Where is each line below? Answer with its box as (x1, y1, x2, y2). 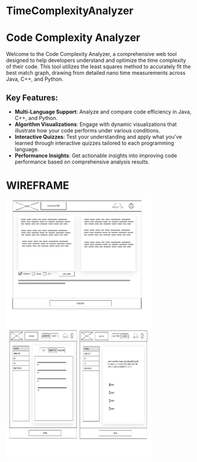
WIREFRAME (6, 179, 69, 192)
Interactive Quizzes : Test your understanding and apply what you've (14, 133, 182, 140)
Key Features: (6, 92, 58, 102)
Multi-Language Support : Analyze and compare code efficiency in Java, (14, 108, 192, 115)
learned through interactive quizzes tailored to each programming (14, 139, 175, 147)
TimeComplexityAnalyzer (6, 4, 133, 18)
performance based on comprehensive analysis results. (14, 158, 150, 165)
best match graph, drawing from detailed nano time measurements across (6, 69, 186, 77)
